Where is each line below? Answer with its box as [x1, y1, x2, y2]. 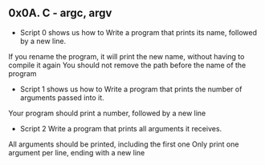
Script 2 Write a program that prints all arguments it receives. [19, 123, 222, 133]
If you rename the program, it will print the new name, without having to [8, 51, 245, 61]
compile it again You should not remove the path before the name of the [8, 60, 247, 70]
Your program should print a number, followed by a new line [8, 108, 206, 118]
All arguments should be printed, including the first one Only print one [8, 139, 239, 149]
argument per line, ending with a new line [8, 147, 145, 157]
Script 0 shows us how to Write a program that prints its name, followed [19, 27, 257, 37]
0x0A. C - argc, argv [8, 6, 112, 20]
